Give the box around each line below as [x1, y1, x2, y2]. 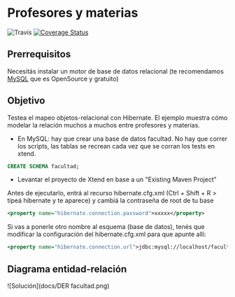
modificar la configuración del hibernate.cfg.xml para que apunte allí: [7, 230, 206, 239]
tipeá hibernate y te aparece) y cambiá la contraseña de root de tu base [7, 196, 214, 205]
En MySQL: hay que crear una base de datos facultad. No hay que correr [17, 134, 228, 143]
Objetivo [7, 95, 45, 106]
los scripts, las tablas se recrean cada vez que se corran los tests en [17, 141, 215, 150]
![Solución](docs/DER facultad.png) [7, 282, 110, 290]
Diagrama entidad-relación [7, 263, 127, 275]
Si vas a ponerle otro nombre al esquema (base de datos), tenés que [7, 223, 205, 231]
